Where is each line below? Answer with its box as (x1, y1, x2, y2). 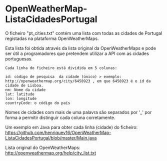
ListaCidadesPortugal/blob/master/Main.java (5, 134, 97, 140)
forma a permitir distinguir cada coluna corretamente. (5, 114, 116, 120)
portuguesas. (5, 55, 33, 61)
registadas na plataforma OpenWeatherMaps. (5, 35, 99, 41)
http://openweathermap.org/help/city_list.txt (5, 149, 96, 155)
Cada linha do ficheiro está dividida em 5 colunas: (5, 65, 117, 70)
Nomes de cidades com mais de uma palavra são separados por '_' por (5, 109, 152, 115)
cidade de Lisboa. (5, 83, 43, 88)
